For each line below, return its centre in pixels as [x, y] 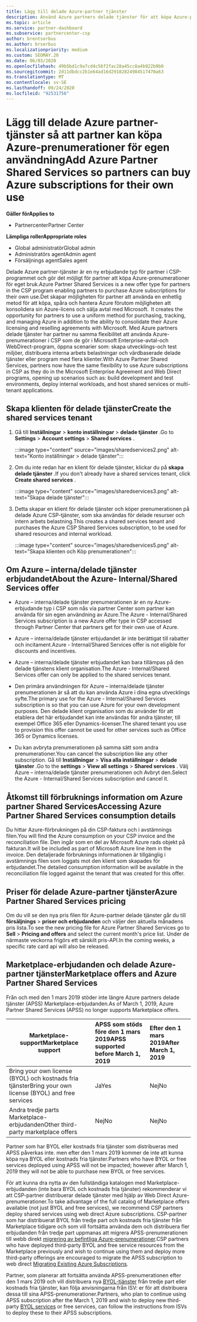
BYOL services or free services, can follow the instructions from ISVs [103, 1306]
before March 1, [118, 1054]
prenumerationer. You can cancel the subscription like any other [91, 754]
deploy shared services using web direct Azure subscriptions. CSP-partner [97, 1214]
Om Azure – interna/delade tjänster [72, 569]
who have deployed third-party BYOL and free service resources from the [95, 1245]
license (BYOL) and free [42, 1093]
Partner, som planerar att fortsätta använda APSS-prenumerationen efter [94, 1275]
